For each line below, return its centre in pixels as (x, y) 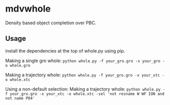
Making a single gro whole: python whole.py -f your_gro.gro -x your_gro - (85, 61)
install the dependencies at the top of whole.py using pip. (65, 50)
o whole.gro (18, 65)
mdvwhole (28, 9)
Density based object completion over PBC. (51, 23)
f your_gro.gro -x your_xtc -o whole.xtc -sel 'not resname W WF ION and (85, 94)
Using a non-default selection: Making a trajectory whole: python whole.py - (85, 89)
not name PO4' (20, 98)
